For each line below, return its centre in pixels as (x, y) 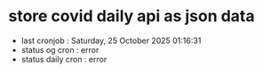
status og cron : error (60, 49)
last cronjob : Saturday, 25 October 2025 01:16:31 (111, 40)
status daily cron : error (64, 59)
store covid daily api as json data (131, 16)
